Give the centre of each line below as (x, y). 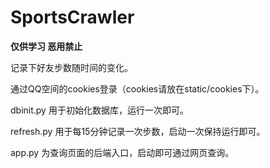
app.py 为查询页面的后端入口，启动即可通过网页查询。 (122, 152)
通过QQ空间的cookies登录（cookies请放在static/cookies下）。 (137, 88)
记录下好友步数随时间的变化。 (71, 67)
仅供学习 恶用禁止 (46, 46)
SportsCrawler (72, 17)
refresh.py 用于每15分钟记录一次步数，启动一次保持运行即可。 (138, 131)
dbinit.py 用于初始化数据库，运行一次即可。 (99, 110)
